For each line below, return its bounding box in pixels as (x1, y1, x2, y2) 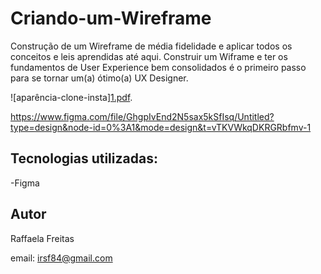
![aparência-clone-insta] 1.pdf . (10, 91, 133, 103)
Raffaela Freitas (10, 232, 75, 244)
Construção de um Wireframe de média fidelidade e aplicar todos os (10, 40, 293, 52)
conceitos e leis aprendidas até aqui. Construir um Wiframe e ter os (10, 50, 288, 62)
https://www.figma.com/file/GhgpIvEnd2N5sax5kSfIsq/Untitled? (10, 110, 275, 122)
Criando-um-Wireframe (10, 7, 212, 30)
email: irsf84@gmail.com (10, 252, 113, 264)
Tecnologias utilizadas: (10, 150, 158, 167)
